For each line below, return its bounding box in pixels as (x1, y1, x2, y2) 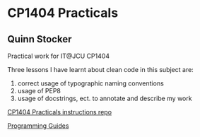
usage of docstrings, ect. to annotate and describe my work (17, 94, 192, 102)
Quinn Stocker (7, 33, 72, 45)
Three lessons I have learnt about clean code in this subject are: (7, 66, 194, 73)
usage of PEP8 (17, 87, 61, 95)
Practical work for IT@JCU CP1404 (7, 52, 110, 60)
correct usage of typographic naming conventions (17, 79, 164, 88)
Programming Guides (7, 121, 69, 130)
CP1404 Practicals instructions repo (7, 108, 112, 116)
